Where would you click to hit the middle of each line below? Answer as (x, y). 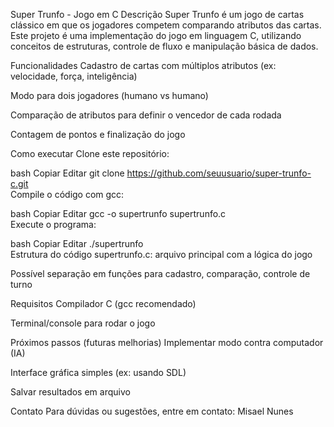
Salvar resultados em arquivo (70, 392)
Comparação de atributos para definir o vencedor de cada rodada (146, 115)
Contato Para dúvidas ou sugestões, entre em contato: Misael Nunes (152, 411)
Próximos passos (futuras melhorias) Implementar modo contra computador (167, 342)
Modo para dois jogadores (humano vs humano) (109, 95)
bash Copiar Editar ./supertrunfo (77, 243)
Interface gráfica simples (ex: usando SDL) (98, 372)
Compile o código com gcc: (67, 194)
